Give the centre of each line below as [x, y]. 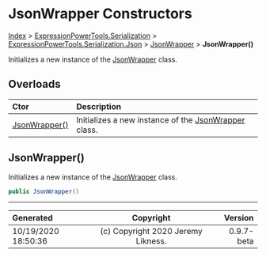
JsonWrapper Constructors [100, 14]
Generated [32, 218]
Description [99, 106]
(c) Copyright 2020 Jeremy [152, 232]
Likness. [151, 241]
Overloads [34, 84]
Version [239, 218]
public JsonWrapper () [44, 191]
